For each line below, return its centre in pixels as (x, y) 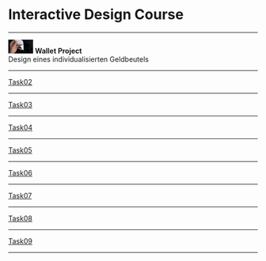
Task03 (21, 105)
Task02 (21, 82)
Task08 (21, 218)
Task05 (21, 150)
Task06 (21, 173)
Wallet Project (58, 51)
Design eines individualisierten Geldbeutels (78, 59)
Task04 (21, 127)
